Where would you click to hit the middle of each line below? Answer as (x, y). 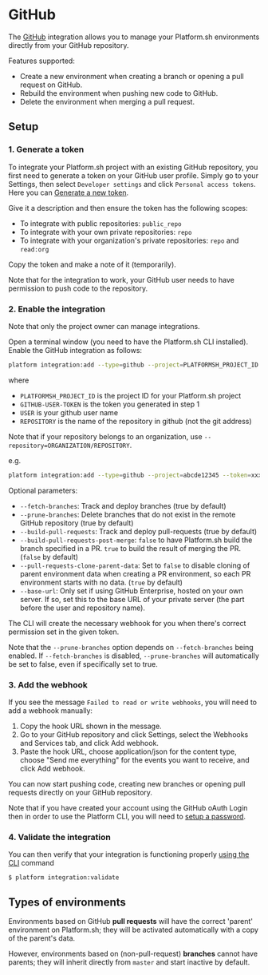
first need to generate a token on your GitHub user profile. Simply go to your (134, 175)
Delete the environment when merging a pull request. (107, 101)
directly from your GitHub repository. (69, 45)
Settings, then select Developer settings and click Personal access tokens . (132, 184)
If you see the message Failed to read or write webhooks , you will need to (133, 702)
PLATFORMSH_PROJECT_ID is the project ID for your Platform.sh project (130, 395)
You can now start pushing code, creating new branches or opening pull (127, 783)
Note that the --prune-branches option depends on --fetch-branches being (131, 647)
